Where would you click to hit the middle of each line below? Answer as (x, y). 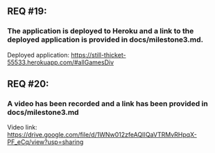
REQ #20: (28, 84)
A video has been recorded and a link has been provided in (108, 103)
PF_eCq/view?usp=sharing (45, 142)
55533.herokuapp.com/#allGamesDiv (61, 62)
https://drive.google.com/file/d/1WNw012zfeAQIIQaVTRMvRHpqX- (102, 135)
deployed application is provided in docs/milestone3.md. (105, 39)
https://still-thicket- (98, 55)
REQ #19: (27, 11)
